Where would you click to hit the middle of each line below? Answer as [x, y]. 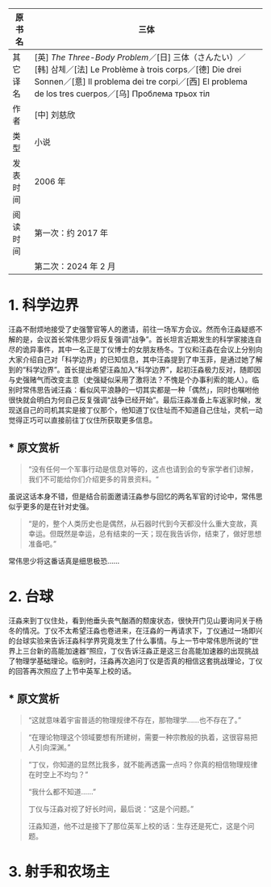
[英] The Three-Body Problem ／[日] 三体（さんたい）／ [140, 57]
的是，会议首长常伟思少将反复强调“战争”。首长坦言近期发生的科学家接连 [135, 339]
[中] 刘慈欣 [55, 115]
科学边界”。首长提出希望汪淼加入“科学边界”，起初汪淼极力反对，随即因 [143, 369]
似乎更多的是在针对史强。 [51, 506]
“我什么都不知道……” [62, 792]
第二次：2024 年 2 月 [75, 266]
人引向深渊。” [49, 747]
